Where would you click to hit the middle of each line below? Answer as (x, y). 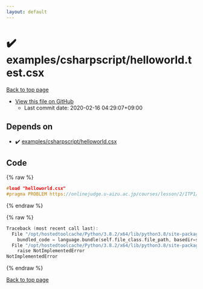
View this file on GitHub (44, 101)
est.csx (25, 73)
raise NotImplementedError (51, 251)
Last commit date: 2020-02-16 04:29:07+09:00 (83, 108)
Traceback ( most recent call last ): (52, 228)
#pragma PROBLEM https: (36, 194)
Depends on (30, 127)
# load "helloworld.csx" (36, 189)
